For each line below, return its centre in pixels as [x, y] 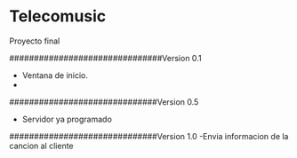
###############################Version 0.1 [105, 58]
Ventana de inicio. [55, 75]
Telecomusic [58, 16]
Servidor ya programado [67, 119]
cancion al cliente [41, 146]
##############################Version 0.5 [104, 102]
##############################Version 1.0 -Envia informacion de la [149, 136]
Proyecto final [35, 41]
